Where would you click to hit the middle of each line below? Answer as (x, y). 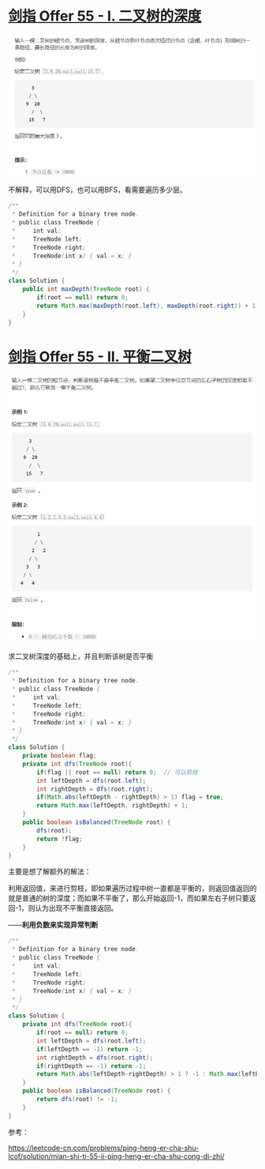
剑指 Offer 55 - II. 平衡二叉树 (100, 357)
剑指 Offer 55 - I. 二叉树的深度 (105, 16)
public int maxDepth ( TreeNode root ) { (86, 289)
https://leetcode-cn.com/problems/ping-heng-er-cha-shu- (104, 1148)
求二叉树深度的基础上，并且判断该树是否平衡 (81, 656)
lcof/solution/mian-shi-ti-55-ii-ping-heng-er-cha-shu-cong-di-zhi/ (116, 1156)
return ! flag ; (60, 839)
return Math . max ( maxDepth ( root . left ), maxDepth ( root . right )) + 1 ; (148, 306)
